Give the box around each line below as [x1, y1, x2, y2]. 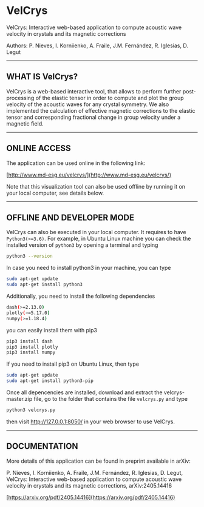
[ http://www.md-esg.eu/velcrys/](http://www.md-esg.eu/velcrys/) [6, 171, 172, 178]
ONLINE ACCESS [6, 143, 71, 153]
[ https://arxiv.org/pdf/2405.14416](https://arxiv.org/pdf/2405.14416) [6, 494, 175, 501]
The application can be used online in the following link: [6, 159, 146, 167]
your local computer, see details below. [6, 189, 104, 196]
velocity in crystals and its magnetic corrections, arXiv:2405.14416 [6, 482, 172, 489]
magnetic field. [6, 119, 44, 127]
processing [6, 94, 35, 101]
